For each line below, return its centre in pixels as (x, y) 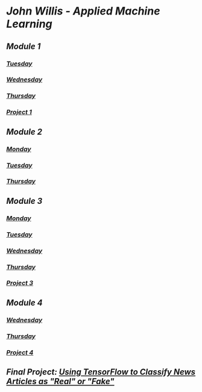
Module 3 (24, 201)
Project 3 (20, 283)
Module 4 (25, 303)
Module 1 (24, 46)
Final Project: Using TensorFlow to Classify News (101, 372)
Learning (29, 24)
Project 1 (19, 112)
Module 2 (24, 132)
